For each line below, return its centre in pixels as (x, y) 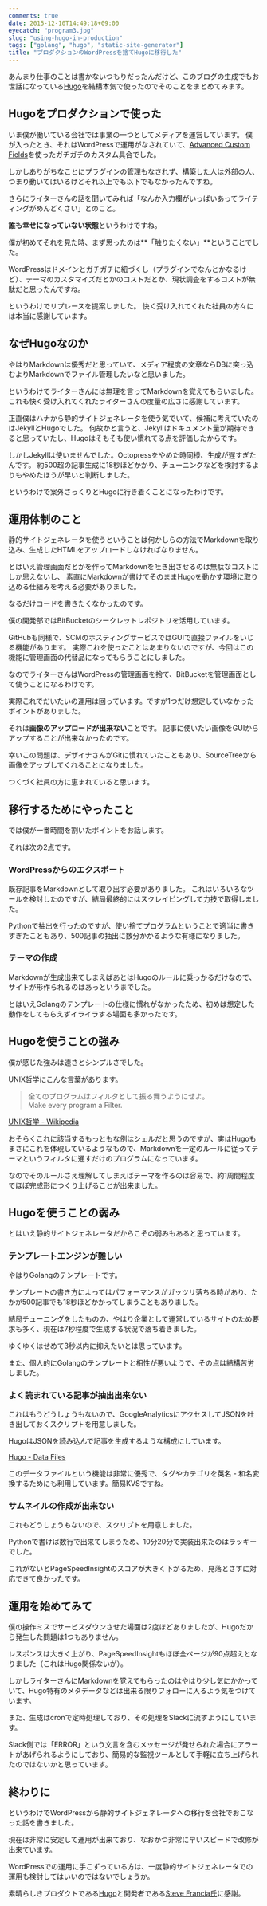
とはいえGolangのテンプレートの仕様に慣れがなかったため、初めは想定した (132, 1004)
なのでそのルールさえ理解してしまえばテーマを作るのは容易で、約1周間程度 (132, 1175)
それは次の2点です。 (42, 847)
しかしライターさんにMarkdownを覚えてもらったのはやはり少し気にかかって (133, 1681)
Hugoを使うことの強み (64, 1041)
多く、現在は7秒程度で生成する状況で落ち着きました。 (111, 1329)
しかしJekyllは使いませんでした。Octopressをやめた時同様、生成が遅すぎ (129, 454)
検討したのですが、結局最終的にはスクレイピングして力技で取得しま (141, 898)
